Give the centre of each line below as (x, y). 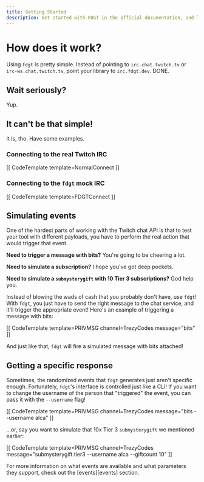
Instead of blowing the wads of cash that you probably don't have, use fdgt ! (101, 297)
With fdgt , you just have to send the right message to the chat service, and (100, 303)
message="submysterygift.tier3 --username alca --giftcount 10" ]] (89, 455)
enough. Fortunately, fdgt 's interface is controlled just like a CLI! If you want (101, 386)
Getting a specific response (60, 365)
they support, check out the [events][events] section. (73, 473)
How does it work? (54, 48)
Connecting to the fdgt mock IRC (56, 183)
